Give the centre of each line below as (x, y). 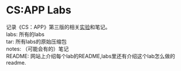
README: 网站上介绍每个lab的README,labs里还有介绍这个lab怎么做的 (91, 56)
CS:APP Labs (39, 10)
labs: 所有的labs (25, 34)
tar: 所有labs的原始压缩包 (36, 41)
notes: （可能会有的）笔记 (37, 49)
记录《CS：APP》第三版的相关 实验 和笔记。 (58, 27)
